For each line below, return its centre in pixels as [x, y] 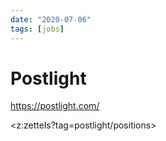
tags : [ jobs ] [37, 29]
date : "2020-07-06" [51, 19]
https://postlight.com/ [55, 106]
